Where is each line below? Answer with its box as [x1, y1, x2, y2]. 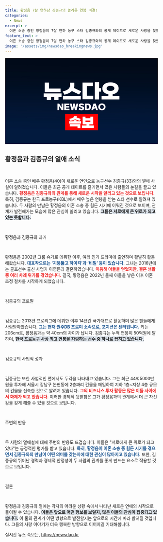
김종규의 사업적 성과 [5, 356, 43, 362]
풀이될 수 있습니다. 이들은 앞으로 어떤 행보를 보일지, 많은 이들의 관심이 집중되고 [5, 509, 152, 515]
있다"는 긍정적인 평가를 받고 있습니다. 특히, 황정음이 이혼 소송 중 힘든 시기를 [5, 445, 147, 452]
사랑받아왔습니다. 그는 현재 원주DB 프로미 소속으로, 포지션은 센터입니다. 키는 [5, 324, 149, 330]
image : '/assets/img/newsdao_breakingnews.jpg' [5, 44, 103, 49]
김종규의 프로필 [5, 298, 34, 304]
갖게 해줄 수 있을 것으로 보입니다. [14, 400, 76, 406]
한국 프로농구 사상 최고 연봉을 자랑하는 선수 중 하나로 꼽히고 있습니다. [15, 336, 144, 342]
